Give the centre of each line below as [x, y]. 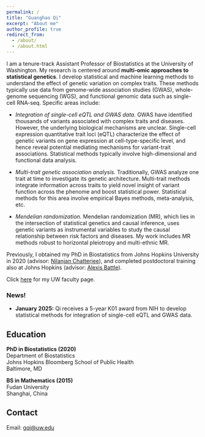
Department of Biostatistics [41, 355]
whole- [184, 89]
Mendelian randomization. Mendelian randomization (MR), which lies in [105, 216]
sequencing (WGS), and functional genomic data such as [100, 96]
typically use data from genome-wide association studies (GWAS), [90, 89]
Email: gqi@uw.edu [31, 427]
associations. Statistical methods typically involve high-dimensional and [106, 153]
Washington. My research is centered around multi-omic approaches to [97, 70]
